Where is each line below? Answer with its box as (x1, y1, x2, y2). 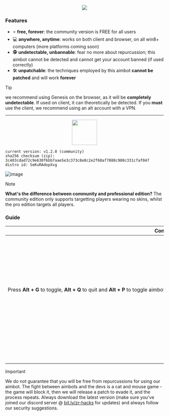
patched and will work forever (12, 75, 76, 81)
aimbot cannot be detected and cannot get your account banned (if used (12, 56, 164, 63)
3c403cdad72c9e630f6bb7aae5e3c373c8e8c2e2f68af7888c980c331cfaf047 (5, 158, 150, 163)
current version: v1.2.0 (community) (5, 149, 84, 154)
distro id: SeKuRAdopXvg (5, 162, 57, 167)
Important (5, 368, 26, 374)
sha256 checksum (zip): (5, 154, 55, 159)
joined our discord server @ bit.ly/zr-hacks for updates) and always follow (5, 399, 159, 405)
